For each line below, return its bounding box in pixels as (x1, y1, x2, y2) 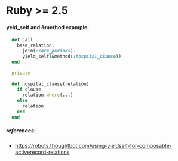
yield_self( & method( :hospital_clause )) (22, 54, 121, 60)
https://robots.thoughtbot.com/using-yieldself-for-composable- (14, 142, 172, 149)
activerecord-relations (14, 148, 70, 156)
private (11, 70, 31, 76)
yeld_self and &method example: (6, 23, 90, 30)
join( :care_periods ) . (22, 48, 76, 54)
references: (6, 127, 36, 134)
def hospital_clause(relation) (11, 81, 90, 87)
